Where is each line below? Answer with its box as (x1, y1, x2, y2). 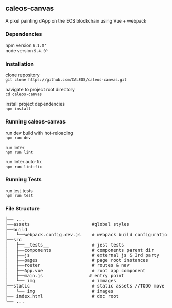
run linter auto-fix (5, 158, 42, 165)
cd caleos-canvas (5, 92, 42, 97)
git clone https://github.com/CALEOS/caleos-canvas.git (5, 77, 127, 83)
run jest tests (5, 188, 33, 194)
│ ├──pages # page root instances (5, 257, 148, 263)
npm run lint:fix (5, 164, 42, 169)
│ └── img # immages (5, 278, 116, 284)
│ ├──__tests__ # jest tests (5, 242, 124, 248)
